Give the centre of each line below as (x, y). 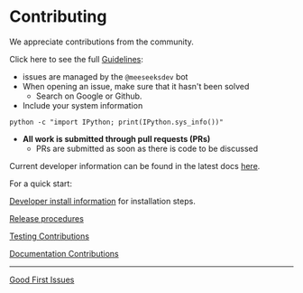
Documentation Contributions (64, 253)
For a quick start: (41, 184)
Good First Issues (42, 279)
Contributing (58, 17)
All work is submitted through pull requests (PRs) (116, 138)
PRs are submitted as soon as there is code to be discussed (147, 148)
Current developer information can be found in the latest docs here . (135, 165)
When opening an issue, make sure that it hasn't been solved (136, 86)
